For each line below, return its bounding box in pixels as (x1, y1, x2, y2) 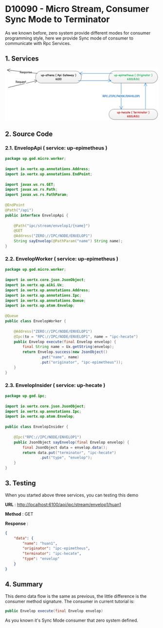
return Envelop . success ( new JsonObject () (22, 349, 108, 355)
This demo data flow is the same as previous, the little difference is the (5, 593, 147, 599)
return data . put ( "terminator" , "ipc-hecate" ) (22, 450, 117, 455)
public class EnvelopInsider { (5, 424, 69, 430)
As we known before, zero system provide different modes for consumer (5, 30, 151, 36)
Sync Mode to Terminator (5, 14, 110, 25)
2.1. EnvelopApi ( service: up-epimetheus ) (5, 144, 108, 151)
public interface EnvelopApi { (5, 213, 69, 218)
